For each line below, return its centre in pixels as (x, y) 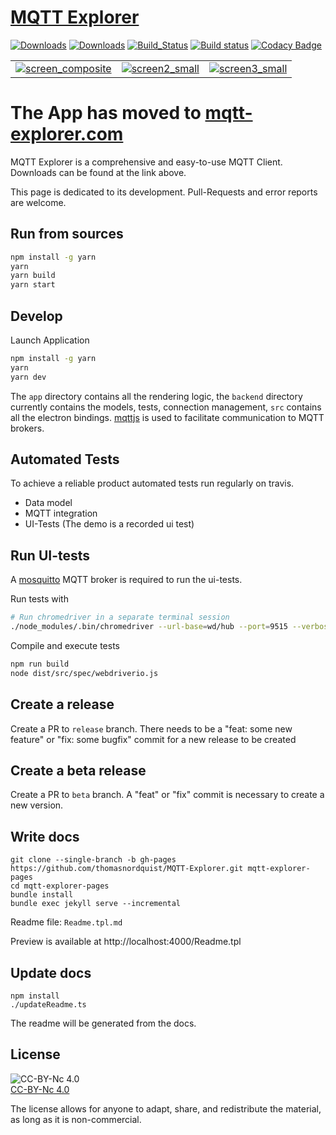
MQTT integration (61, 513)
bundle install (42, 895)
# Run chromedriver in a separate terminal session (120, 617)
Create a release (62, 704)
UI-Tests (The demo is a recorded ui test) (109, 524)
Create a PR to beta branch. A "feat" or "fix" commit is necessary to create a (167, 795)
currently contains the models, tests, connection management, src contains (166, 407)
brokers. (27, 428)
